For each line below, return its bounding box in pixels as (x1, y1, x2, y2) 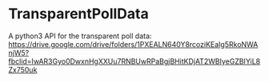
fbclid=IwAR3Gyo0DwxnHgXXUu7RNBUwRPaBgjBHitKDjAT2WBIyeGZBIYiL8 (8, 57, 261, 66)
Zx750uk (8, 64, 38, 74)
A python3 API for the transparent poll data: (8, 31, 152, 41)
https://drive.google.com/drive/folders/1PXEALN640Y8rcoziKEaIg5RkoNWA (8, 39, 259, 49)
